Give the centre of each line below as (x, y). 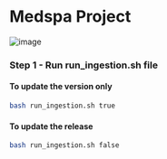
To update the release (51, 126)
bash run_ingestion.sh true (63, 106)
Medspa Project (70, 17)
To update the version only (61, 87)
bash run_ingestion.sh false (64, 145)
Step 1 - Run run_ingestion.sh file (84, 65)
